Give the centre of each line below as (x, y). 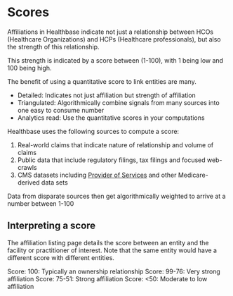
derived (28, 182)
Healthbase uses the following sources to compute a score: (93, 131)
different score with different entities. (61, 257)
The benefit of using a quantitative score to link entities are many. (102, 81)
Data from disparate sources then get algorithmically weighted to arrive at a (116, 196)
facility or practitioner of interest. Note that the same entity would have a (112, 250)
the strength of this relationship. (53, 47)
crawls (27, 167)
